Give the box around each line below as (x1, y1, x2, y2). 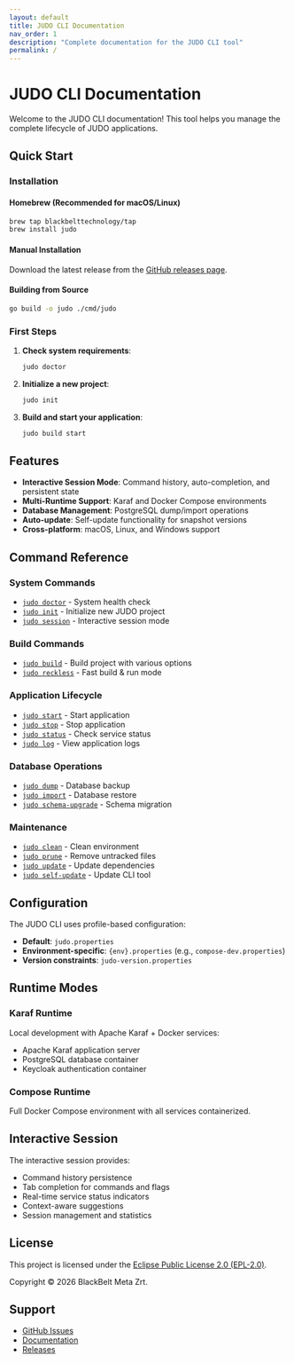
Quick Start (9, 148, 73, 164)
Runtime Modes (9, 981, 98, 996)
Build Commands (9, 637, 85, 650)
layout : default (9, 12, 69, 22)
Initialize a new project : (21, 378, 110, 389)
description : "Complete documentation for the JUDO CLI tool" (9, 37, 244, 47)
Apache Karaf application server (21, 1044, 141, 1055)
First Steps (9, 325, 58, 337)
